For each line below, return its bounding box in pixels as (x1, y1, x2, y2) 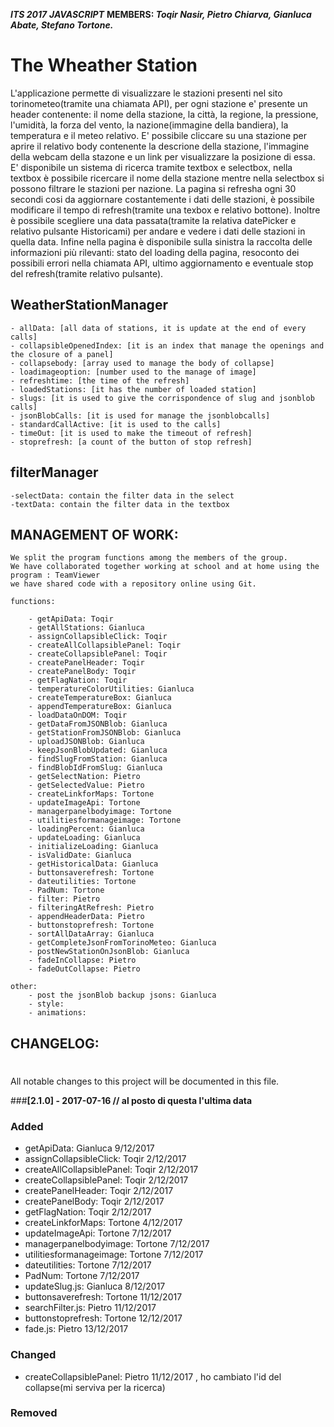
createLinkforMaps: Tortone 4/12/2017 (24, 1217, 183, 1229)
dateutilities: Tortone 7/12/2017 (24, 1259, 152, 1271)
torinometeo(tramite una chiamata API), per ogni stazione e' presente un (10, 97, 308, 109)
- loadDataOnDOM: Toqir (28, 710, 128, 721)
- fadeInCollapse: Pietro (28, 955, 137, 966)
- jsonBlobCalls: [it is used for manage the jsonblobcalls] (10, 410, 271, 421)
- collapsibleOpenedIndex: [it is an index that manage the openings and (10, 340, 325, 351)
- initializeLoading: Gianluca (28, 842, 159, 852)
